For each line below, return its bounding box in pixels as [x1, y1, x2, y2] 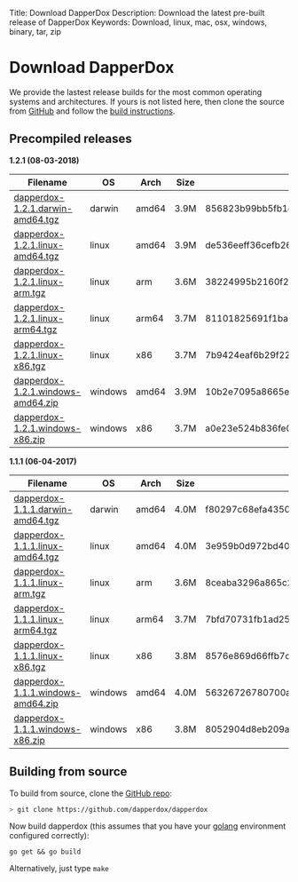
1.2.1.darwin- [13, 202, 73, 214]
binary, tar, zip [9, 27, 62, 36]
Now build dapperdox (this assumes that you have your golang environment [9, 821, 286, 831]
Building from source [9, 764, 128, 780]
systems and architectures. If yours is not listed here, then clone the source [9, 96, 286, 107]
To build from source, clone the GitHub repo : [9, 788, 173, 799]
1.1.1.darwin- [13, 503, 73, 515]
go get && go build [9, 847, 82, 856]
